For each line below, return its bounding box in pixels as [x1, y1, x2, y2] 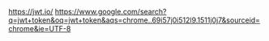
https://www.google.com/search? [54, 7, 167, 16]
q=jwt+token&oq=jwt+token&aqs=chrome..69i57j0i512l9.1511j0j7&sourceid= [8, 15, 261, 25]
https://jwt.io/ [8, 7, 53, 16]
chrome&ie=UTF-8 [8, 24, 71, 33]
